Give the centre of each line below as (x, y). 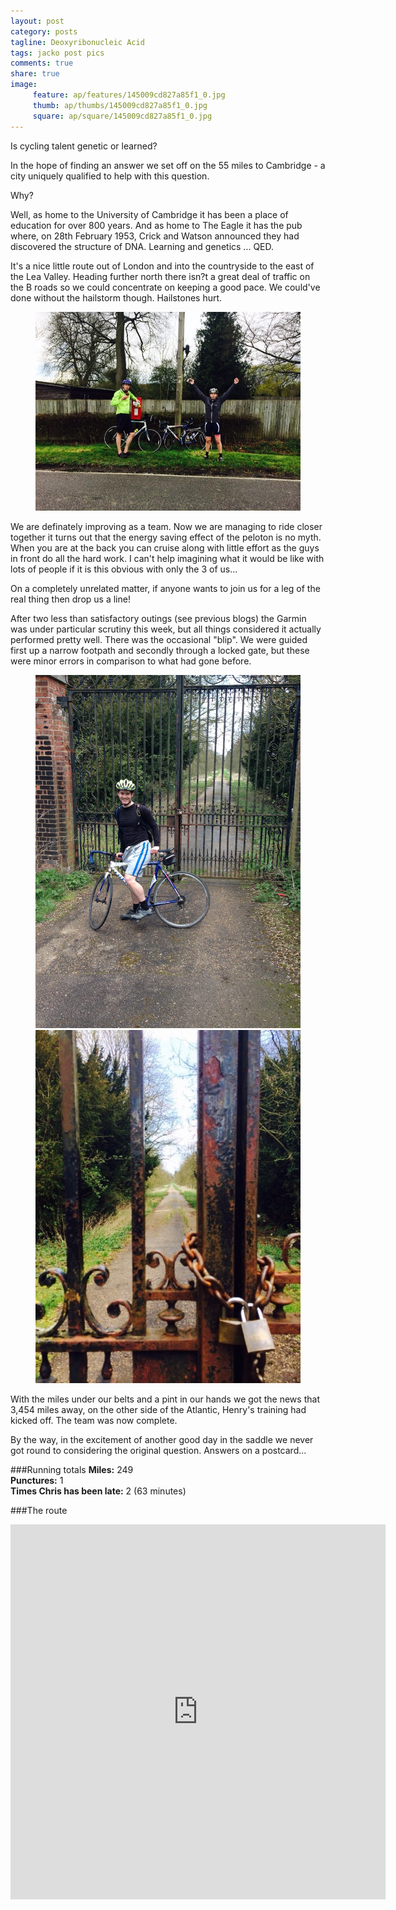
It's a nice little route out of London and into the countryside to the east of (162, 266)
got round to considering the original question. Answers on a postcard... (158, 1451)
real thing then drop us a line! (70, 599)
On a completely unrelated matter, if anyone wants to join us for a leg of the (165, 588)
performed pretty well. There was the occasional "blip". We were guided (159, 639)
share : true (35, 74)
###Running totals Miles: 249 (72, 1470)
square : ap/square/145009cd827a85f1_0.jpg (122, 116)
